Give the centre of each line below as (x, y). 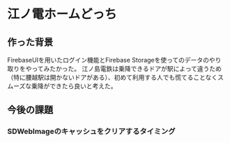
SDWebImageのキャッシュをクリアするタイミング (91, 131)
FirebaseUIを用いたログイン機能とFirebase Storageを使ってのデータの (108, 60)
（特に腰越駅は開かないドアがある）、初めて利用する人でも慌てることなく (113, 77)
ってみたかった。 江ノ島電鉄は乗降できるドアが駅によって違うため (126, 69)
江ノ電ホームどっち (62, 14)
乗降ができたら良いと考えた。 (74, 86)
